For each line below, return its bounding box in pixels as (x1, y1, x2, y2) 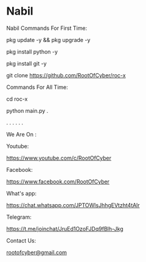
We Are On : (6, 130, 36, 138)
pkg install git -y (6, 60, 47, 67)
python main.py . (6, 107, 49, 114)
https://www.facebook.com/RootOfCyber (6, 178, 109, 185)
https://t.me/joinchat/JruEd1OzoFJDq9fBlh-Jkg (6, 225, 123, 232)
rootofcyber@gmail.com (6, 249, 67, 256)
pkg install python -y (6, 48, 58, 55)
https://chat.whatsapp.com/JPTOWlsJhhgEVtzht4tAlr (6, 201, 140, 208)
